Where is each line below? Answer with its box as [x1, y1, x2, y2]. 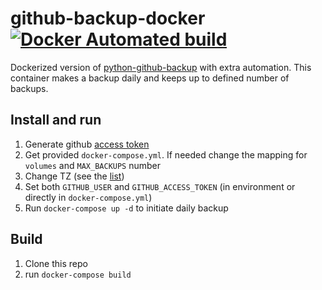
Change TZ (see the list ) [24, 170, 125, 182]
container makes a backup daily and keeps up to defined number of [10, 72, 290, 84]
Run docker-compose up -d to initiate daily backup [24, 202, 229, 214]
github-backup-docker [10, 7, 206, 30]
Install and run [10, 112, 102, 129]
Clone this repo [24, 257, 88, 269]
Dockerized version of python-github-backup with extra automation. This [10, 61, 312, 73]
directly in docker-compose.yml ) [24, 191, 153, 203]
